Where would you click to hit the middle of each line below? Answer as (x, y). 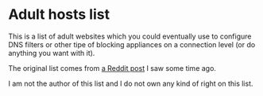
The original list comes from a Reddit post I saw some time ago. (112, 68)
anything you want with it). (52, 53)
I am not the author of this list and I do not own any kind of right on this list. (131, 83)
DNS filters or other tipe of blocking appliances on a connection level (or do (132, 44)
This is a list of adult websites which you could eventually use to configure (130, 36)
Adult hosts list (59, 15)
